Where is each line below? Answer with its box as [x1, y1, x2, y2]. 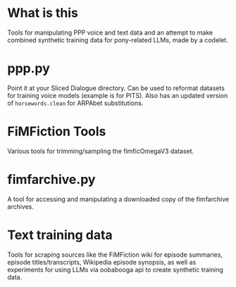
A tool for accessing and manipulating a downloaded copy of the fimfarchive [7, 195, 230, 203]
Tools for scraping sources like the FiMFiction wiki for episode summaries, [7, 250, 223, 259]
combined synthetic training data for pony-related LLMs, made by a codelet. [7, 35, 229, 44]
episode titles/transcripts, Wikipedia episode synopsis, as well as [7, 257, 197, 266]
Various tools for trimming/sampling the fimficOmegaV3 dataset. [7, 147, 194, 155]
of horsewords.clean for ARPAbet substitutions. [7, 99, 144, 107]
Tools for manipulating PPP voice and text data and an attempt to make [7, 28, 213, 37]
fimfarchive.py [7, 171, 96, 188]
